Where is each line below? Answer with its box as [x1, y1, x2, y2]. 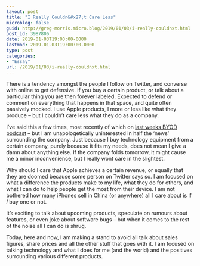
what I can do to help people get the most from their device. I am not [6, 186, 175, 193]
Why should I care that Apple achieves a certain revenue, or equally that [6, 167, 184, 174]
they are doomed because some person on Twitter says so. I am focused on [6, 173, 193, 180]
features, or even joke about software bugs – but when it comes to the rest [6, 216, 190, 223]
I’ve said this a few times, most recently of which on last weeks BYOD [6, 123, 177, 131]
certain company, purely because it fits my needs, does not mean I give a [6, 142, 187, 149]
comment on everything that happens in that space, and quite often [6, 99, 172, 107]
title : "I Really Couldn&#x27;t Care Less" [6, 14, 116, 20]
